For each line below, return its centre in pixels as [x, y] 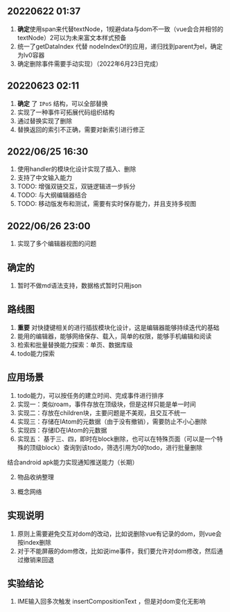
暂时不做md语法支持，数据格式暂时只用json [79, 286]
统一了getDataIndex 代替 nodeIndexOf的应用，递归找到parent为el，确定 [120, 46]
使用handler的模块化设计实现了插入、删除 [77, 169]
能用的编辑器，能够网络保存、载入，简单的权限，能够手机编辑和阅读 [114, 336]
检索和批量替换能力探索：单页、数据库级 [75, 344]
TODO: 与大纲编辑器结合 [52, 195]
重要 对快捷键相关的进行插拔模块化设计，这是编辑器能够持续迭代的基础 [118, 327]
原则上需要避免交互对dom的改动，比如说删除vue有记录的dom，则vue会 [119, 534]
